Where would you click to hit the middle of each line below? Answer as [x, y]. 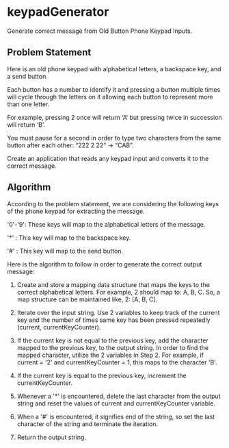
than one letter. [28, 104]
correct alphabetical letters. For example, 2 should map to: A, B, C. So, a [119, 292]
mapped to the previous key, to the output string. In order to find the [113, 347]
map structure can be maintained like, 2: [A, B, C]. [87, 299]
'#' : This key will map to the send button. [65, 251]
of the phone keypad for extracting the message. [76, 211]
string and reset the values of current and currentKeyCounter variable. [116, 403]
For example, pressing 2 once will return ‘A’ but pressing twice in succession [114, 117]
